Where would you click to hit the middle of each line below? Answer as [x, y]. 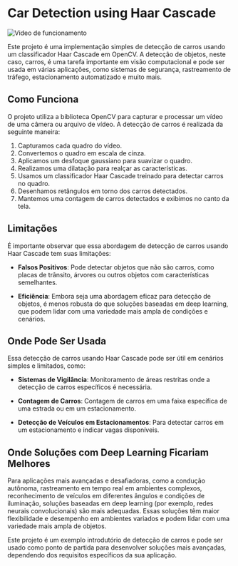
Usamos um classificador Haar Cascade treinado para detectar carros [120, 175]
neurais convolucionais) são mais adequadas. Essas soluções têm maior [113, 511]
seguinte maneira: [34, 132]
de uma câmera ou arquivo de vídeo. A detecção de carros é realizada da [115, 124]
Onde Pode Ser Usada [57, 341]
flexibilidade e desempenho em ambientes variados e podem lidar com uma [119, 519]
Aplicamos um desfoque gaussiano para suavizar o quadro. [105, 160]
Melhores [29, 464]
